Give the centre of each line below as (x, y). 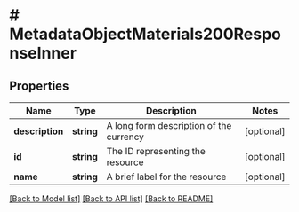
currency (125, 137)
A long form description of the (169, 126)
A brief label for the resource (166, 177)
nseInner (43, 53)
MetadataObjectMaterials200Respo (145, 34)
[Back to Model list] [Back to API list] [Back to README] (111, 199)
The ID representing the (156, 151)
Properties (39, 86)
